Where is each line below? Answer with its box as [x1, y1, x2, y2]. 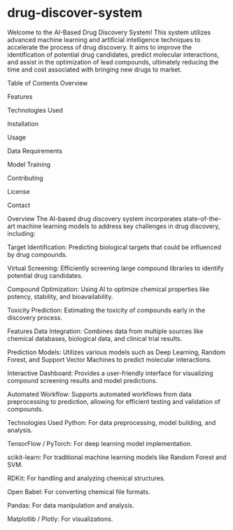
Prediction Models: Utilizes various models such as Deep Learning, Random [7, 348, 226, 356]
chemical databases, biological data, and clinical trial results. [7, 334, 183, 342]
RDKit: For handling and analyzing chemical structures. [7, 474, 166, 482]
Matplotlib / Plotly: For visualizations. [7, 515, 113, 523]
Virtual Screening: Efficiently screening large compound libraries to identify [7, 264, 224, 272]
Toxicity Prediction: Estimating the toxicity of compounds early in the [7, 306, 206, 314]
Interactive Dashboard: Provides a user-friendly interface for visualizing [7, 369, 213, 377]
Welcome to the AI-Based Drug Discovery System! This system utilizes [7, 28, 211, 36]
